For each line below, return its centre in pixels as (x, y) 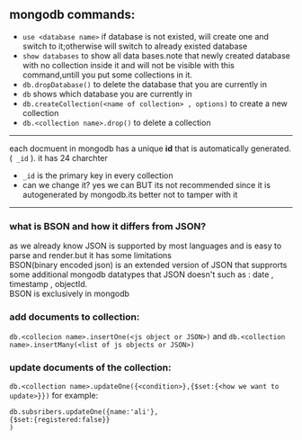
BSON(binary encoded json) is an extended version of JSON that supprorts (148, 265)
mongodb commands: (72, 15)
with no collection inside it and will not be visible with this (129, 65)
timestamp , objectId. (49, 284)
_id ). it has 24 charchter (62, 157)
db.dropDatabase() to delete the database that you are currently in (145, 84)
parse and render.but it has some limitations (91, 256)
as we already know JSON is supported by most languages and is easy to (146, 246)
